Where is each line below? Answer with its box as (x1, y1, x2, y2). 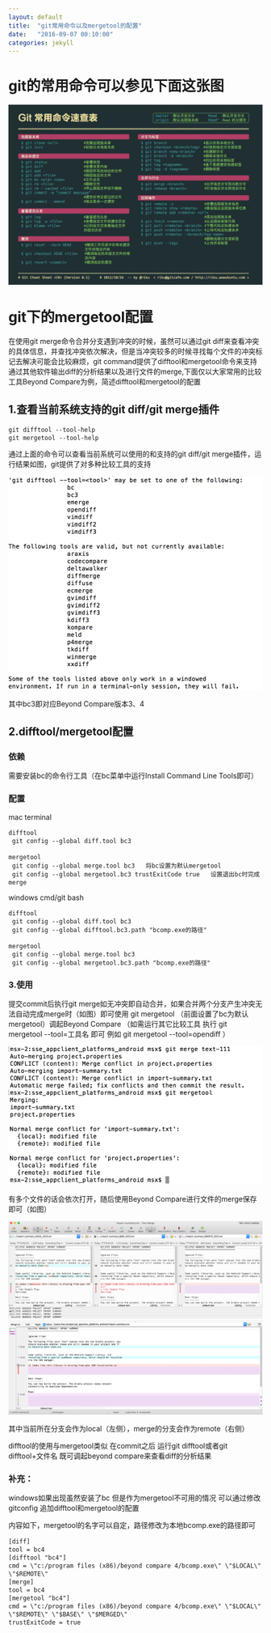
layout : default (8, 13, 63, 21)
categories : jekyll (8, 39, 74, 47)
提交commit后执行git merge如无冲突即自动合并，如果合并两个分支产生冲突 (8, 999, 256, 1008)
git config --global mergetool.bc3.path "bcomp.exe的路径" (11, 959, 211, 967)
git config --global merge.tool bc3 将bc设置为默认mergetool (11, 862, 222, 870)
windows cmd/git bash (8, 893, 85, 902)
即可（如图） (8, 1204, 51, 1214)
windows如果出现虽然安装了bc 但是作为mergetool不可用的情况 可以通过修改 (8, 1493, 261, 1503)
